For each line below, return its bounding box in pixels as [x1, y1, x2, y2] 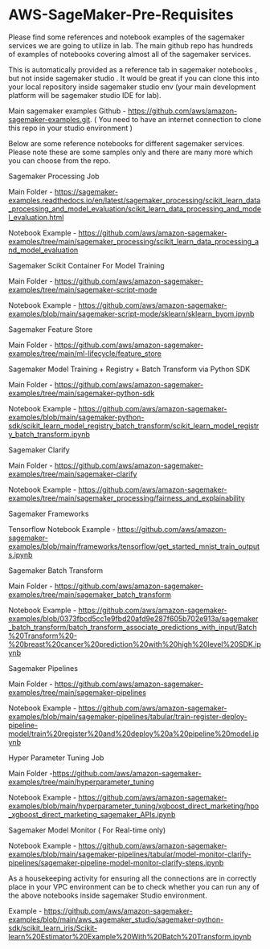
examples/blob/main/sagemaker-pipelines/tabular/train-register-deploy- [8, 711, 247, 721]
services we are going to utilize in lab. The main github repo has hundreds [8, 40, 253, 50]
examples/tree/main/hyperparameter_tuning [8, 777, 154, 787]
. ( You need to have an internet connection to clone [89, 114, 262, 124]
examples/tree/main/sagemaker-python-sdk [8, 388, 155, 398]
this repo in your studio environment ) [8, 123, 133, 133]
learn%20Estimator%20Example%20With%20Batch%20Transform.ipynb [8, 931, 252, 941]
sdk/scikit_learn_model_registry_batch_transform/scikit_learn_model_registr [8, 420, 260, 431]
